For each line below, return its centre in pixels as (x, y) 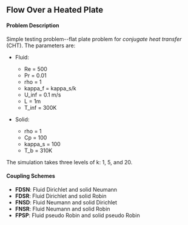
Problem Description (33, 25)
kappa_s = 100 (42, 144)
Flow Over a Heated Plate (55, 10)
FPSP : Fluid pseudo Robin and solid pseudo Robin (78, 215)
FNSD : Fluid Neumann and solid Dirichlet (66, 202)
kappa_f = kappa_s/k (50, 88)
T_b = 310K (38, 150)
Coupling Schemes (31, 176)
